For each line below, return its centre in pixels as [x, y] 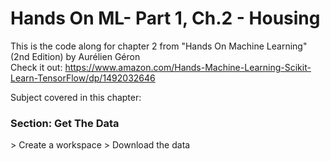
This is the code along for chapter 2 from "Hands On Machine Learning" [159, 46]
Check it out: [36, 67]
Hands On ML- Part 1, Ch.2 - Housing [165, 18]
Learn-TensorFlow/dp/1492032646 [83, 78]
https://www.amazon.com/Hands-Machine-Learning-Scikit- [188, 67]
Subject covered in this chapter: [76, 97]
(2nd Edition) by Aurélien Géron [75, 56]
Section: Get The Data [65, 123]
